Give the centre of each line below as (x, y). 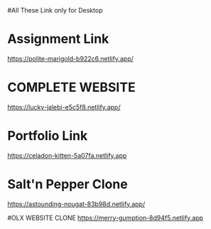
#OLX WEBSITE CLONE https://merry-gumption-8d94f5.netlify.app (105, 218)
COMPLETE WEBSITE (72, 87)
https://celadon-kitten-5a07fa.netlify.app (67, 155)
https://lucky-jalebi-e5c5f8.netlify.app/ (64, 107)
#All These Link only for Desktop (55, 10)
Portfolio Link (48, 136)
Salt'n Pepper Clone (67, 184)
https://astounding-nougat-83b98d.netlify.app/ (76, 204)
